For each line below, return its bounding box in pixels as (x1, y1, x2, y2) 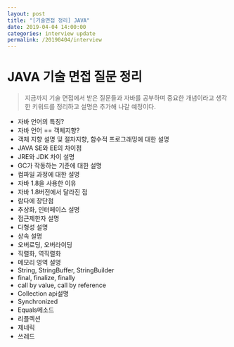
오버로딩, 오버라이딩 (17, 241, 72, 249)
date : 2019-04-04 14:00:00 (7, 23, 86, 30)
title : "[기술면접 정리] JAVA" (7, 17, 90, 24)
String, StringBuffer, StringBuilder (17, 266, 115, 275)
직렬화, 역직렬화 (17, 249, 61, 258)
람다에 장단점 (17, 196, 54, 205)
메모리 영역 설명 (17, 258, 61, 267)
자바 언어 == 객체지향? (17, 126, 80, 134)
